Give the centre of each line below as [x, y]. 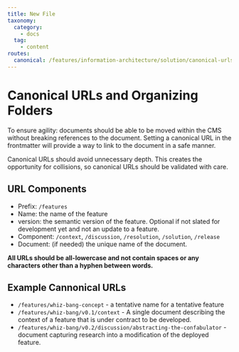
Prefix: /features [42, 206]
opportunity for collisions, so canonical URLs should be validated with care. [118, 166]
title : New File [31, 14]
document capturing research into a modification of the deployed [113, 335]
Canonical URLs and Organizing [103, 95]
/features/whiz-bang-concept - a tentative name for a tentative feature [121, 305]
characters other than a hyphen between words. [80, 265]
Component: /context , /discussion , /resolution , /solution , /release [119, 236]
